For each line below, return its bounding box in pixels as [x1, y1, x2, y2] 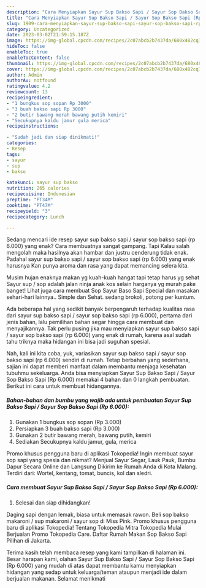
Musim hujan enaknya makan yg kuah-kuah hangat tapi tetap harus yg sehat [6, 274, 199, 281]
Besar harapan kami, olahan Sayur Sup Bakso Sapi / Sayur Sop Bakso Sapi [6, 555, 195, 563]
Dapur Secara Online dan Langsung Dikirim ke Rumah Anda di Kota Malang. [6, 463, 197, 470]
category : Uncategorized [6, 26, 70, 33]
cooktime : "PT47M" [6, 202, 53, 209]
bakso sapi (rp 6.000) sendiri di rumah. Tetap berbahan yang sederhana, [6, 357, 190, 364]
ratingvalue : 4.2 [6, 83, 51, 90]
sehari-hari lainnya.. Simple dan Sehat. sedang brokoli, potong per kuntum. [6, 293, 196, 301]
